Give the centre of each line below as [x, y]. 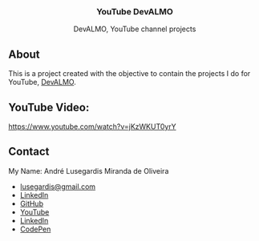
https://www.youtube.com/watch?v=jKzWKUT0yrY [92, 127]
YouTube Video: [49, 107]
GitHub [32, 203]
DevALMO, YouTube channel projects [135, 29]
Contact [29, 152]
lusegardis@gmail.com [58, 187]
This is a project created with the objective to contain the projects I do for [129, 74]
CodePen [35, 229]
